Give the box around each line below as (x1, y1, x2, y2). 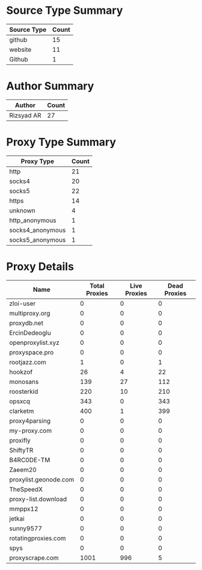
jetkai (9, 514, 25, 522)
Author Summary (6, 79, 94, 93)
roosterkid (9, 387, 38, 395)
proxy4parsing (9, 417, 51, 425)
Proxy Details (6, 260, 74, 273)
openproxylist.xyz (9, 338, 60, 347)
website (9, 45, 32, 54)
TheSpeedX (9, 485, 43, 494)
